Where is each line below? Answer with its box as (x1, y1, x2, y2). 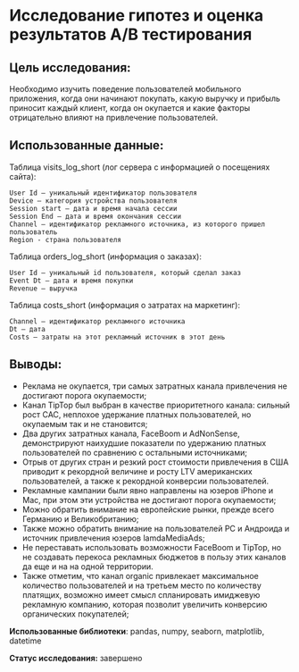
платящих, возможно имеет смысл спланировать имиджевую (21, 589, 261, 600)
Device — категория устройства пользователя (9, 196, 178, 206)
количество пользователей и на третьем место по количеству (21, 580, 262, 591)
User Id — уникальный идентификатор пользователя (9, 189, 198, 197)
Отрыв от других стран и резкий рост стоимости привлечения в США (21, 457, 289, 467)
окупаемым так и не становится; (21, 418, 148, 429)
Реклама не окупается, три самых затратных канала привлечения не (21, 381, 287, 391)
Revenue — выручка (9, 283, 78, 293)
